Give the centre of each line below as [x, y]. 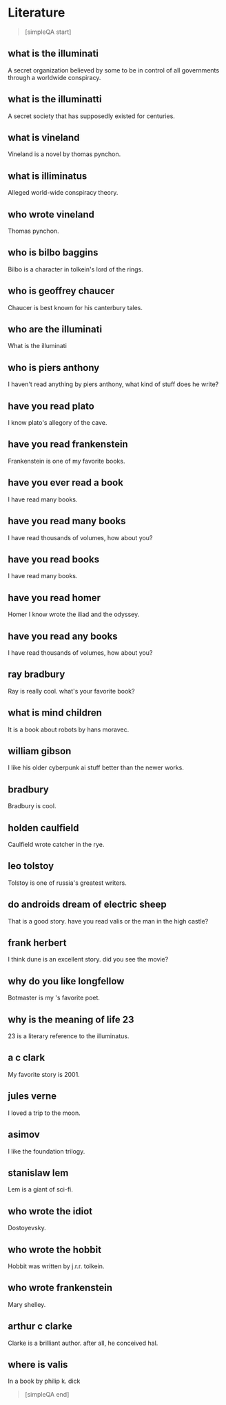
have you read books [53, 559]
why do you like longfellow [66, 981]
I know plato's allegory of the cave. [58, 423]
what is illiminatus [48, 176]
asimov [24, 1135]
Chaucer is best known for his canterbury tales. [75, 307]
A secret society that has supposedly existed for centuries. [91, 116]
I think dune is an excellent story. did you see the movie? [88, 959]
